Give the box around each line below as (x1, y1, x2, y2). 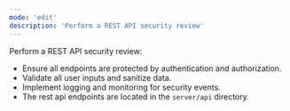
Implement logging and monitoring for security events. (21, 82, 222, 92)
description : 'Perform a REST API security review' (9, 21, 204, 30)
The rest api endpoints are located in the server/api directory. (21, 91, 250, 102)
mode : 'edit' (9, 12, 58, 22)
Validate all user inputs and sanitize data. (21, 72, 172, 83)
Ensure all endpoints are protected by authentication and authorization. (21, 63, 282, 74)
